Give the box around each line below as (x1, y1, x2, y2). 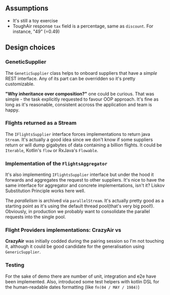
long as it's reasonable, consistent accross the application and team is (5, 101, 152, 107)
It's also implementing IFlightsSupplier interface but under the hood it (5, 171, 154, 178)
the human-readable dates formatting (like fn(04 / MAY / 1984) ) (5, 284, 140, 290)
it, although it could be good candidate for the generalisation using (5, 244, 145, 250)
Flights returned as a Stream (5, 120, 77, 127)
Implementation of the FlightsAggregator (5, 160, 108, 167)
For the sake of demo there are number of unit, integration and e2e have (5, 273, 156, 279)
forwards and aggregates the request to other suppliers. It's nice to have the (5, 177, 165, 183)
